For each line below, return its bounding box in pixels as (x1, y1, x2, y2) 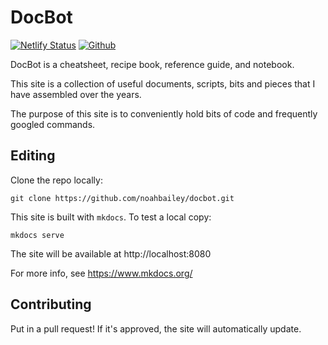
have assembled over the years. (10, 88, 142, 100)
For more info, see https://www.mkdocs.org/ (10, 267, 193, 279)
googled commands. (10, 118, 96, 130)
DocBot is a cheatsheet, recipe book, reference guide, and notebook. (10, 58, 295, 70)
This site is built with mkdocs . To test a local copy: (10, 211, 212, 223)
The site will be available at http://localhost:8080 (10, 247, 212, 260)
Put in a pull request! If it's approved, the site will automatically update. (10, 322, 302, 335)
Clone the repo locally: (10, 174, 103, 186)
